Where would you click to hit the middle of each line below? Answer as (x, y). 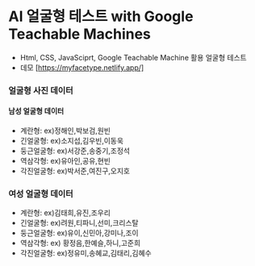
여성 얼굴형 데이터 (41, 193)
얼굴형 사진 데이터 (41, 90)
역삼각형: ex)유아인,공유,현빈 (65, 161)
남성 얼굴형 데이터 (36, 111)
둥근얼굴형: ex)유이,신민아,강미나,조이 (79, 233)
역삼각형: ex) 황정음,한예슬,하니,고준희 (80, 243)
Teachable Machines (80, 34)
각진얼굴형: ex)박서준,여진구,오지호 (75, 171)
